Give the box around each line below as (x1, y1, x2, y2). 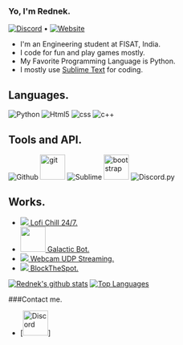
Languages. (8, 88, 70, 102)
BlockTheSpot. (30, 263, 79, 273)
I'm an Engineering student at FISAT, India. (19, 39, 161, 49)
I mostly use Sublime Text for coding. (19, 65, 143, 75)
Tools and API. (8, 132, 83, 146)
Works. (8, 195, 46, 209)
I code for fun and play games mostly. (19, 48, 146, 58)
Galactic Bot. (47, 244, 90, 254)
